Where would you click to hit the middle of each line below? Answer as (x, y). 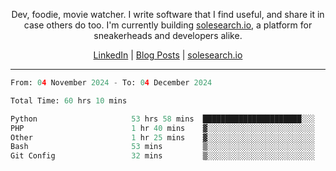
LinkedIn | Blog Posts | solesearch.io (168, 55)
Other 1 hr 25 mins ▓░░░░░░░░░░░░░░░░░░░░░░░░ (162, 137)
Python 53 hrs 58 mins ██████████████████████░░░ (162, 119)
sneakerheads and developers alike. (168, 35)
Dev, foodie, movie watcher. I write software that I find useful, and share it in (168, 14)
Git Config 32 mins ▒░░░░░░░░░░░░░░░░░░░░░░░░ (162, 156)
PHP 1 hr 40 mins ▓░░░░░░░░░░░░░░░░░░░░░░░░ (162, 128)
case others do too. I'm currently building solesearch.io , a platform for (168, 25)
